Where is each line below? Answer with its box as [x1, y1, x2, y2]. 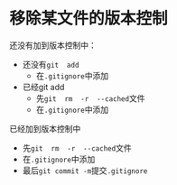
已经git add [22, 81, 65, 92]
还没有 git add [22, 59, 79, 69]
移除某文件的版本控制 [9, 8, 169, 29]
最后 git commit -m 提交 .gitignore [22, 164, 148, 176]
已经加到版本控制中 [9, 123, 81, 134]
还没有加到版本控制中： [9, 40, 97, 51]
